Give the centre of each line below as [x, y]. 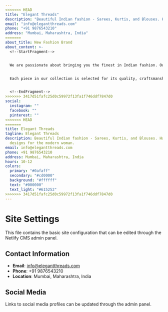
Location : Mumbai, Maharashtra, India [52, 276]
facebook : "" [23, 110]
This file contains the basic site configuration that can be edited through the [83, 232]
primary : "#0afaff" [30, 171]
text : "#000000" [26, 185]
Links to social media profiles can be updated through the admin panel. [78, 304]
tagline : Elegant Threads [32, 134]
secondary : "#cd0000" [32, 175]
